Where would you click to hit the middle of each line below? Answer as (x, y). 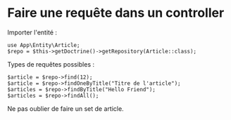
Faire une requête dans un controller (116, 13)
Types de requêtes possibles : (51, 64)
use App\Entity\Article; (44, 45)
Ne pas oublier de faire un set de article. (66, 108)
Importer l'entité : (32, 32)
